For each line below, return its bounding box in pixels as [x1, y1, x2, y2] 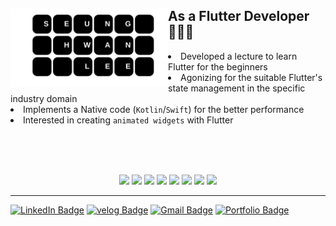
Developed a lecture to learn [180, 50, 298, 62]
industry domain [10, 92, 78, 104]
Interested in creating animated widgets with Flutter [23, 114, 234, 126]
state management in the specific [168, 82, 306, 94]
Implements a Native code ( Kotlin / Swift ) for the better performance [23, 103, 305, 115]
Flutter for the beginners [168, 60, 268, 73]
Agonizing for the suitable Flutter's [180, 71, 323, 83]
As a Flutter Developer [168, 8, 310, 25]
